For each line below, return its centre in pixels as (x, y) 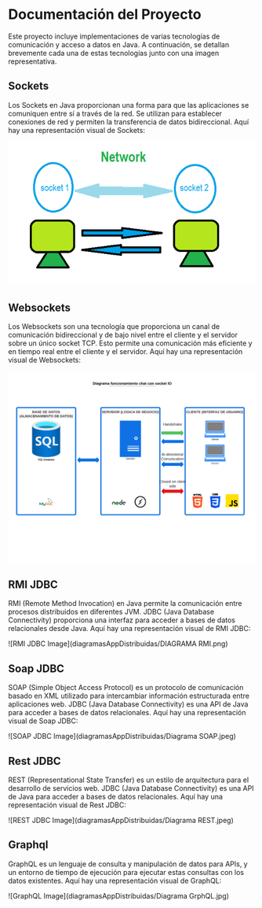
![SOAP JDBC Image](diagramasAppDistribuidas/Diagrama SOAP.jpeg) (122, 736)
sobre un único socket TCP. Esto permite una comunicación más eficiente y (130, 343)
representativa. (33, 61)
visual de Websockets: (44, 360)
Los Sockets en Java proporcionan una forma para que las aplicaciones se (129, 105)
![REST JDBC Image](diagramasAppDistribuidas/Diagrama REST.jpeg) (121, 821)
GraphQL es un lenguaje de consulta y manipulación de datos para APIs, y (128, 864)
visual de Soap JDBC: (43, 721)
